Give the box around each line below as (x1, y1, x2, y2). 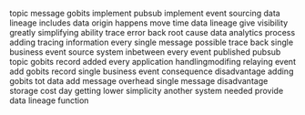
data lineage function (9, 95, 89, 106)
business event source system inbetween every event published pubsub (9, 47, 281, 57)
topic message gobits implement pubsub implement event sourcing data (9, 8, 280, 18)
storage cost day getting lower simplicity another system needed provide (9, 86, 284, 96)
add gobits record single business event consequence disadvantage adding (9, 66, 294, 77)
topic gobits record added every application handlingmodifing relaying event (9, 57, 296, 67)
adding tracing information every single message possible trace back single (9, 37, 294, 47)
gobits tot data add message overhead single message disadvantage (9, 76, 269, 86)
